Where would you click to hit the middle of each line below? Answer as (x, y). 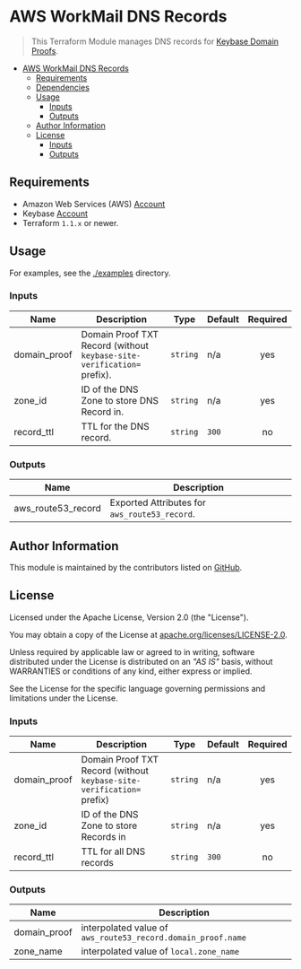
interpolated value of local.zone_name (160, 951)
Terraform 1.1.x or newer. (70, 223)
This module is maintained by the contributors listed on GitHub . (126, 567)
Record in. (102, 412)
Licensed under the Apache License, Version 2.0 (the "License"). (129, 617)
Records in (103, 837)
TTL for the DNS (115, 426)
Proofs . (44, 50)
